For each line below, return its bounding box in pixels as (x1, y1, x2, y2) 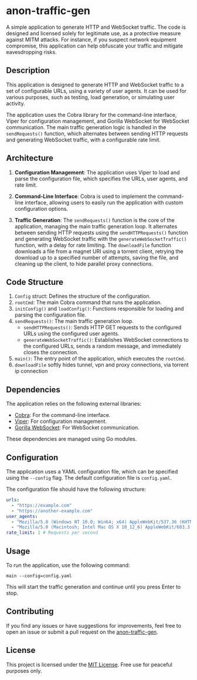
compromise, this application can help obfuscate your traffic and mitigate (6, 42, 184, 49)
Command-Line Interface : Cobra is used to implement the (14, 193, 157, 200)
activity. (6, 100, 25, 107)
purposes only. (6, 667, 42, 674)
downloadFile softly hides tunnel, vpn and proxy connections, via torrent (14, 361, 189, 368)
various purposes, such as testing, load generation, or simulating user (6, 93, 175, 100)
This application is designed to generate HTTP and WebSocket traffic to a (6, 81, 184, 88)
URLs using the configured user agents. (23, 330, 120, 337)
